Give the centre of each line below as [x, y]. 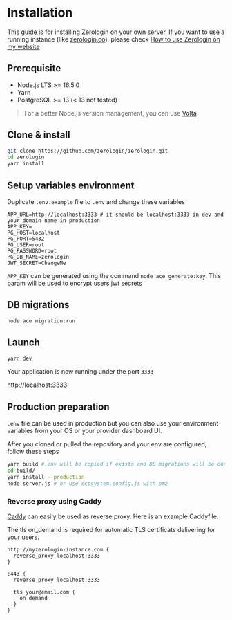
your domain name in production [54, 221]
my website [23, 46]
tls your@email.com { [45, 592]
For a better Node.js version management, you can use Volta [110, 113]
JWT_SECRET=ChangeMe [37, 263]
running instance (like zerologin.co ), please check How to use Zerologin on [114, 39]
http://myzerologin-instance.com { [58, 549]
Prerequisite [34, 68]
